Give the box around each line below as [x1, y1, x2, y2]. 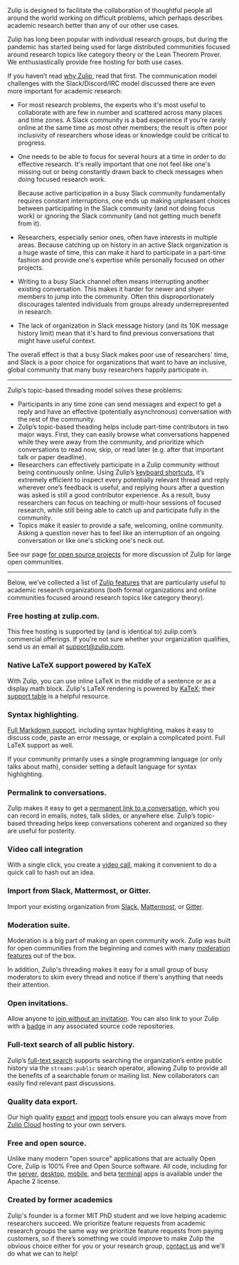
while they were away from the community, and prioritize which [17, 438, 204, 446]
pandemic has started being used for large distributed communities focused [7, 43, 230, 51]
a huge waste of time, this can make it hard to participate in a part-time [17, 248, 226, 256]
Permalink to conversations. [7, 788, 107, 798]
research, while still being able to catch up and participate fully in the [17, 506, 221, 514]
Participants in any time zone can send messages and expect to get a [17, 400, 222, 408]
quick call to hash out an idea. [7, 868, 95, 877]
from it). [17, 219, 41, 228]
